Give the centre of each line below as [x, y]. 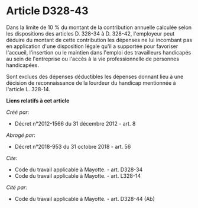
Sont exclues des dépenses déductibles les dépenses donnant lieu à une [95, 76]
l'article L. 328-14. [28, 89]
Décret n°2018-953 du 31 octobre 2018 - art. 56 [73, 146]
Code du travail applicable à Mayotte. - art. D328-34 [79, 169]
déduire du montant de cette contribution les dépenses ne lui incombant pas [99, 40]
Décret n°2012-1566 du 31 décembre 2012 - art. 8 [75, 123]
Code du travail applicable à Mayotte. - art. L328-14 [78, 175]
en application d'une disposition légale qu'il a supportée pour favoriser [92, 46]
